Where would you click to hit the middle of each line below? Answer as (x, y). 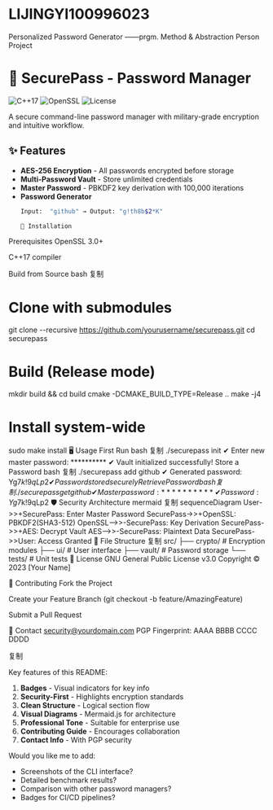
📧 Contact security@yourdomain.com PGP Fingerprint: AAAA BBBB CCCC (133, 631)
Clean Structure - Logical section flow (85, 706)
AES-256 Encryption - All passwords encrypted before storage (127, 170)
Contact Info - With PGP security (76, 740)
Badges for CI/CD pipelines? (68, 798)
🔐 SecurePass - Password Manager (130, 79)
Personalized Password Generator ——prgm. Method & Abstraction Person (134, 37)
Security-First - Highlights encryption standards (102, 697)
